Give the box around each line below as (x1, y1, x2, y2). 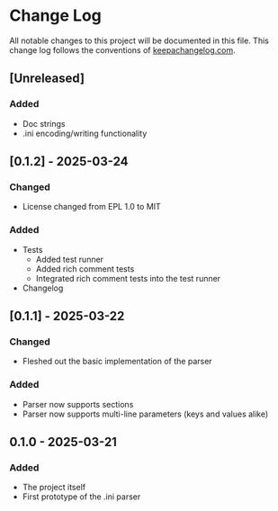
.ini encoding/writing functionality (22, 128, 148, 139)
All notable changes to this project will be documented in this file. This (9, 35, 270, 46)
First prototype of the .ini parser (22, 491, 141, 502)
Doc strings (22, 118, 66, 129)
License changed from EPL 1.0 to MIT (22, 202, 162, 212)
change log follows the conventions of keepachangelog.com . (9, 44, 236, 55)
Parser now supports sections (22, 399, 134, 409)
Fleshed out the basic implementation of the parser (22, 356, 213, 367)
